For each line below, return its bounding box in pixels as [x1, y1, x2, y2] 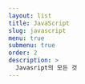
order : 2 [8, 49, 38, 57]
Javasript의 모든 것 [15, 64, 78, 72]
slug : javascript [8, 26, 67, 34]
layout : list [8, 11, 52, 20]
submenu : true [8, 42, 56, 50]
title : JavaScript [8, 19, 70, 27]
